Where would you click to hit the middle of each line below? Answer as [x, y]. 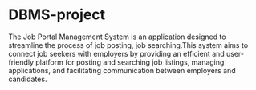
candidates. [28, 79]
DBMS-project [57, 15]
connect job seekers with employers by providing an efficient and [116, 53]
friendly [21, 62]
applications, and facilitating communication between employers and [122, 70]
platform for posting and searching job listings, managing [130, 62]
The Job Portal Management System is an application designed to [117, 37]
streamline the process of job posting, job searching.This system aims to [128, 45]
